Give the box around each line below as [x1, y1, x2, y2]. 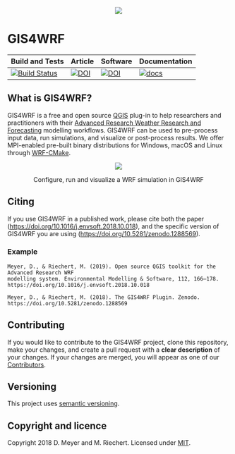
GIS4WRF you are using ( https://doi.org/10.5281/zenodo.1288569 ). [7, 229, 201, 238]
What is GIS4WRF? [7, 92, 92, 104]
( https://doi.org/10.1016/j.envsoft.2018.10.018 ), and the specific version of [7, 222, 219, 231]
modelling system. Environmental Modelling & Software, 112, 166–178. [7, 275, 219, 282]
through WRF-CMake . [7, 148, 71, 157]
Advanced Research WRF [7, 269, 74, 276]
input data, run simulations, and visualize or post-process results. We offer [7, 133, 224, 142]
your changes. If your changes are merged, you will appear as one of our [7, 352, 220, 361]
